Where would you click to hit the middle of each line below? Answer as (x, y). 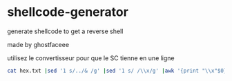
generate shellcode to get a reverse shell (65, 31)
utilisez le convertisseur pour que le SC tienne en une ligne (91, 58)
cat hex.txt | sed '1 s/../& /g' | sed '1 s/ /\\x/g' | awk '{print (103, 71)
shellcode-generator (68, 12)
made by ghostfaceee (38, 44)
